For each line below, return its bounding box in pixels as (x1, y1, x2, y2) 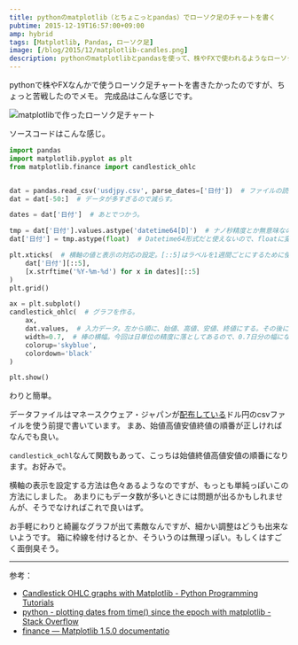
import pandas (9, 146, 62, 155)
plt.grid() (9, 284, 50, 292)
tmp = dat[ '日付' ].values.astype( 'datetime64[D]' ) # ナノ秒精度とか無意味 (9, 227, 279, 236)
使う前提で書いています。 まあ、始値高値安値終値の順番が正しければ (32, 420, 283, 431)
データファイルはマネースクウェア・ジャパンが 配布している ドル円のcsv (9, 409, 271, 420)
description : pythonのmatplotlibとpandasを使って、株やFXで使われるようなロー (9, 54, 281, 63)
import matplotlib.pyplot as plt (9, 154, 133, 163)
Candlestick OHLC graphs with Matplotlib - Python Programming (21, 588, 259, 599)
